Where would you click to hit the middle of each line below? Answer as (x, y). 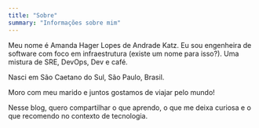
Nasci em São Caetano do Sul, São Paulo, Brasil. (86, 77)
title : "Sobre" (33, 15)
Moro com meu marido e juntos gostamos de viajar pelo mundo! (112, 92)
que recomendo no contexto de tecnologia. (78, 115)
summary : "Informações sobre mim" (65, 23)
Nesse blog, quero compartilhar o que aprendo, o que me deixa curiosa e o (129, 108)
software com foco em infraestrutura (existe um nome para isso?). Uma (124, 53)
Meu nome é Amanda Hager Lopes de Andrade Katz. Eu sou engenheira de (130, 45)
